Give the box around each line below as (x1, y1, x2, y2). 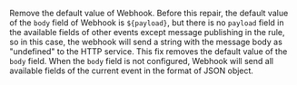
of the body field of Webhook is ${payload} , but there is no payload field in (9, 17, 284, 28)
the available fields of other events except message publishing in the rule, (9, 27, 285, 37)
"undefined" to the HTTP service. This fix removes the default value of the (9, 46, 288, 57)
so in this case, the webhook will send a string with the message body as (9, 36, 283, 47)
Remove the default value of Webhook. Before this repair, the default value (9, 8, 289, 18)
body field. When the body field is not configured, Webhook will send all (9, 56, 274, 66)
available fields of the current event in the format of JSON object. (9, 65, 254, 76)
